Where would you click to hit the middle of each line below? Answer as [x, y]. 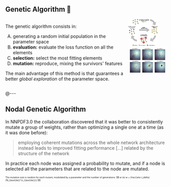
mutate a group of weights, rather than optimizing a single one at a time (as [84, 127]
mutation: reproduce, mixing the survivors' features [68, 63]
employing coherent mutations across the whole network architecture [91, 142]
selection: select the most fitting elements [57, 58]
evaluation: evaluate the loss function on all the [63, 47]
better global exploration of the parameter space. [57, 79]
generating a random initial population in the [59, 36]
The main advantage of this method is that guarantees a [65, 73]
